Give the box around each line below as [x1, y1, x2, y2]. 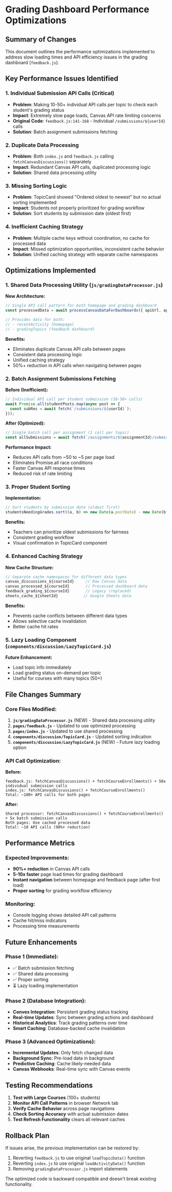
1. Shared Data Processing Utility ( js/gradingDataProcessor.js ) [5, 281, 163, 289]
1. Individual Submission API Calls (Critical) [5, 90, 115, 97]
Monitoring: [5, 900, 35, 907]
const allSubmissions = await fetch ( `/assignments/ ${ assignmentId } [5, 435, 153, 440]
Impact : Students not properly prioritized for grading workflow [12, 205, 145, 211]
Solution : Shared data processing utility [12, 169, 97, 176]
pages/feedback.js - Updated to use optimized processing [12, 722, 136, 728]
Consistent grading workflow [12, 534, 74, 541]
